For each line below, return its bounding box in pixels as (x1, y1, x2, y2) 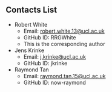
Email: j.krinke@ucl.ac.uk (23, 53, 86, 60)
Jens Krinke (14, 47, 45, 54)
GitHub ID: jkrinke (23, 59, 68, 67)
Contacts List (5, 5, 58, 15)
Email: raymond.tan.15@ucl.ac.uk (23, 72, 106, 79)
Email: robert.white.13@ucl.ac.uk (23, 27, 105, 34)
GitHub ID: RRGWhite (23, 33, 76, 41)
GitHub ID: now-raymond (23, 79, 86, 86)
